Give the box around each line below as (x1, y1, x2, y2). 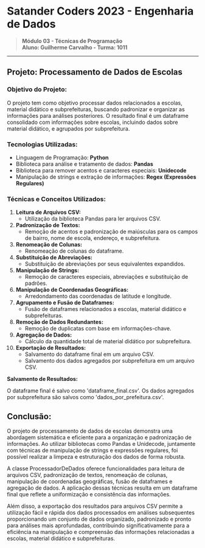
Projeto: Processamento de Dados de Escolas (7, 67, 183, 77)
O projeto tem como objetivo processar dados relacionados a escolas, (7, 99, 183, 106)
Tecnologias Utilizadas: (7, 140, 78, 148)
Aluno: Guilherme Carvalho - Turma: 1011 (21, 44, 128, 51)
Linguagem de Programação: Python (15, 154, 109, 161)
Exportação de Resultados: (15, 344, 86, 352)
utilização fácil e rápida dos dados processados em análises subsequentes (7, 509, 195, 516)
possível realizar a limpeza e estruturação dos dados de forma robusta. (7, 453, 186, 461)
